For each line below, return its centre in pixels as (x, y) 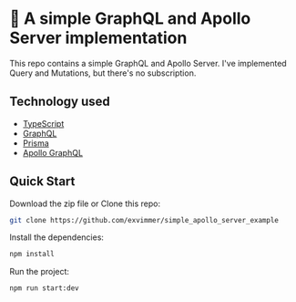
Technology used (60, 102)
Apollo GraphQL (53, 152)
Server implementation (98, 38)
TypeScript (43, 123)
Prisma (36, 143)
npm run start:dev (44, 288)
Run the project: (40, 272)
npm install (32, 255)
